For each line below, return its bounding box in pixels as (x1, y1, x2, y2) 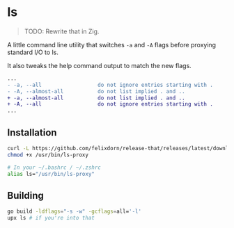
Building (7, 189, 44, 202)
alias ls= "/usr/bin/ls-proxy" (7, 170, 95, 177)
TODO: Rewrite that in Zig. (24, 27, 100, 35)
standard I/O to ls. (7, 48, 59, 56)
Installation (7, 127, 57, 138)
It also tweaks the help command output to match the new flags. (7, 61, 192, 70)
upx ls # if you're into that (7, 215, 95, 222)
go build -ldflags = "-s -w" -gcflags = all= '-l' (7, 208, 141, 215)
